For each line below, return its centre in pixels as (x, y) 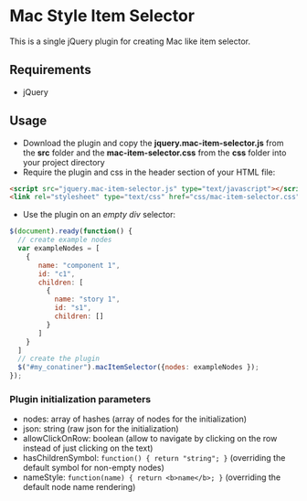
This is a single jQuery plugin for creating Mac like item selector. (130, 41)
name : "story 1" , (87, 299)
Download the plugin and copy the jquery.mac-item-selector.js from (153, 143)
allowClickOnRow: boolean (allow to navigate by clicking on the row (150, 439)
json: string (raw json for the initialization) (101, 429)
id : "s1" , (73, 308)
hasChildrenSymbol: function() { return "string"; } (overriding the (154, 458)
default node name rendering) (79, 487)
